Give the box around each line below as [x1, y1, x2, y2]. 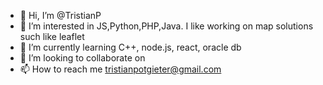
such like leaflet [19, 31, 85, 42]
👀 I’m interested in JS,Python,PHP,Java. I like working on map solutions [19, 20, 314, 32]
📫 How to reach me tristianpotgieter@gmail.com [19, 63, 222, 75]
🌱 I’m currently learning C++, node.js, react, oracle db [19, 41, 242, 53]
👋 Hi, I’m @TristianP [19, 10, 102, 21]
